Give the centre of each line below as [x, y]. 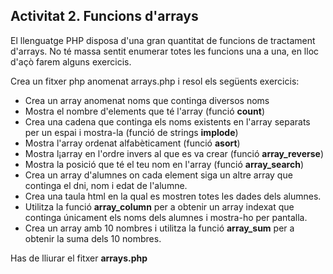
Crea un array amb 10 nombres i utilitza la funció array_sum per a [159, 228]
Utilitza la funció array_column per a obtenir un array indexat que [159, 206]
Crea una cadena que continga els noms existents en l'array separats [167, 121]
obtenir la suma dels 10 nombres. [93, 238]
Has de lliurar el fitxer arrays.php [79, 258]
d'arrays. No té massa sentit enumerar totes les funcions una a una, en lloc [165, 51]
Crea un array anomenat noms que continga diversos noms [147, 100]
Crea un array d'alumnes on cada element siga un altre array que [158, 175]
